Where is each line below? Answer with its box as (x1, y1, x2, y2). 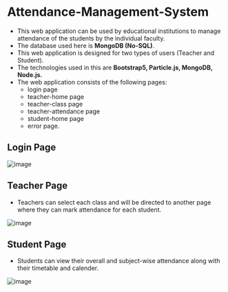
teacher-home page (27, 92, 85, 100)
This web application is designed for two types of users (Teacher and (17, 49, 215, 57)
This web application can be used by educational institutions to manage (17, 27, 221, 35)
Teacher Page (7, 180, 68, 192)
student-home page (27, 114, 84, 122)
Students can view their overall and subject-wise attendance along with (17, 257, 220, 265)
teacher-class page (27, 100, 83, 108)
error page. (27, 122, 60, 130)
